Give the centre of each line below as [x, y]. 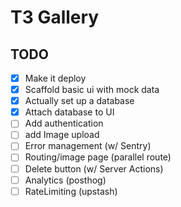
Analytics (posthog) [65, 180]
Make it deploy [55, 78]
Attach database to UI [69, 112]
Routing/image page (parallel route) [98, 157]
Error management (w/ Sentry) [88, 146]
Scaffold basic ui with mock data [92, 90]
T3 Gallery [55, 17]
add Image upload [62, 135]
